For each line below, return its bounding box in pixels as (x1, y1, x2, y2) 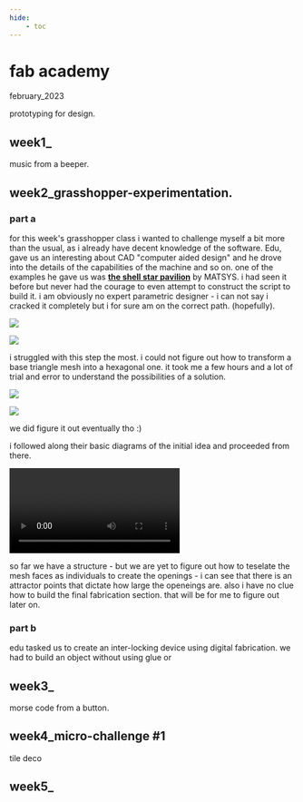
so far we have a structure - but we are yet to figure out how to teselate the (9, 560, 290, 572)
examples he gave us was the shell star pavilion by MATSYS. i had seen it (9, 271, 288, 282)
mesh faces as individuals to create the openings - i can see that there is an (9, 570, 293, 581)
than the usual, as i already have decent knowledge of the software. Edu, (9, 242, 282, 253)
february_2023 (9, 91, 65, 102)
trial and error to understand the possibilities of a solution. (9, 371, 227, 382)
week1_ (9, 134, 53, 150)
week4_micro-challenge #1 (9, 729, 166, 744)
